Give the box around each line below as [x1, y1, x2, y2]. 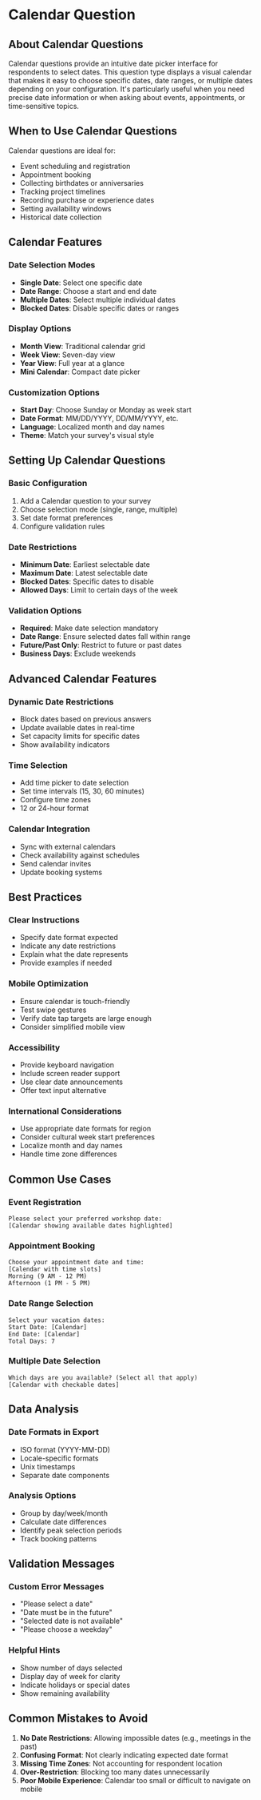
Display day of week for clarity [19, 1671, 121, 1681]
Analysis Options [8, 1490, 77, 1501]
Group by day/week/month [19, 1508, 108, 1518]
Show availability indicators [19, 740, 110, 749]
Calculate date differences [19, 1517, 107, 1526]
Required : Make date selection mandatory [19, 623, 159, 633]
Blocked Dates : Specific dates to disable [19, 577, 154, 586]
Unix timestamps [19, 1461, 76, 1471]
